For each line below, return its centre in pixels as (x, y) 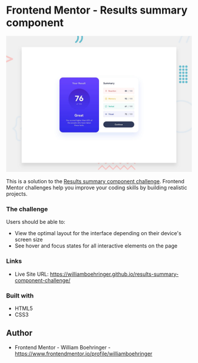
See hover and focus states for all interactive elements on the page (96, 246)
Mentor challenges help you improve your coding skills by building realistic (97, 188)
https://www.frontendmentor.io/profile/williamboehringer (83, 354)
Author (19, 333)
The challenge (27, 209)
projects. (17, 194)
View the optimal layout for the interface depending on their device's (98, 233)
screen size (29, 240)
